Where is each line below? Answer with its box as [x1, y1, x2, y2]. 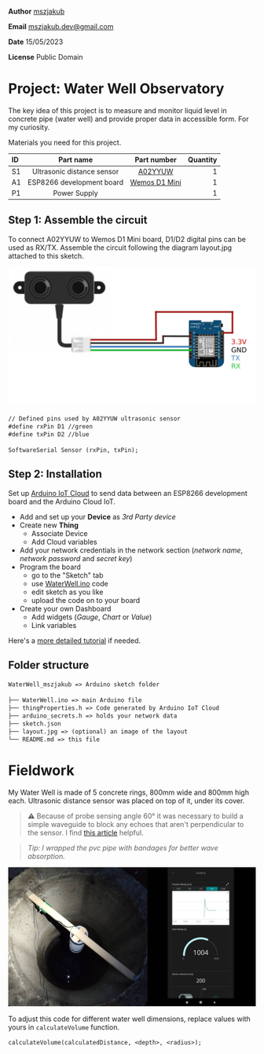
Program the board [19, 562, 81, 571]
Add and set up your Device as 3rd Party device [19, 512, 177, 521]
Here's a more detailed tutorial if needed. [8, 636, 141, 645]
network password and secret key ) [19, 553, 133, 563]
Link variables [31, 620, 77, 630]
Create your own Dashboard [19, 604, 112, 613]
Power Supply [53, 189, 98, 198]
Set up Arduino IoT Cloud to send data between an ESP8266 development [8, 488, 247, 498]
